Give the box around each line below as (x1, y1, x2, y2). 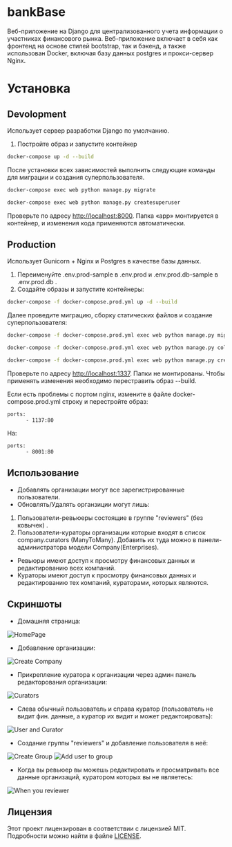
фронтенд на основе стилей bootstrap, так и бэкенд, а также (7, 41, 186, 50)
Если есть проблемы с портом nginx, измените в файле (7, 390, 171, 398)
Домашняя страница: (17, 617, 81, 625)
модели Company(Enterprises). (68, 543, 159, 551)
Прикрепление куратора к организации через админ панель (17, 670, 197, 678)
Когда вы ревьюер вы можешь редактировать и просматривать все (17, 765, 220, 774)
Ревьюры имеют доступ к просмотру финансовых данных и (17, 556, 195, 564)
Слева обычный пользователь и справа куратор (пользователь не (17, 705, 213, 713)
